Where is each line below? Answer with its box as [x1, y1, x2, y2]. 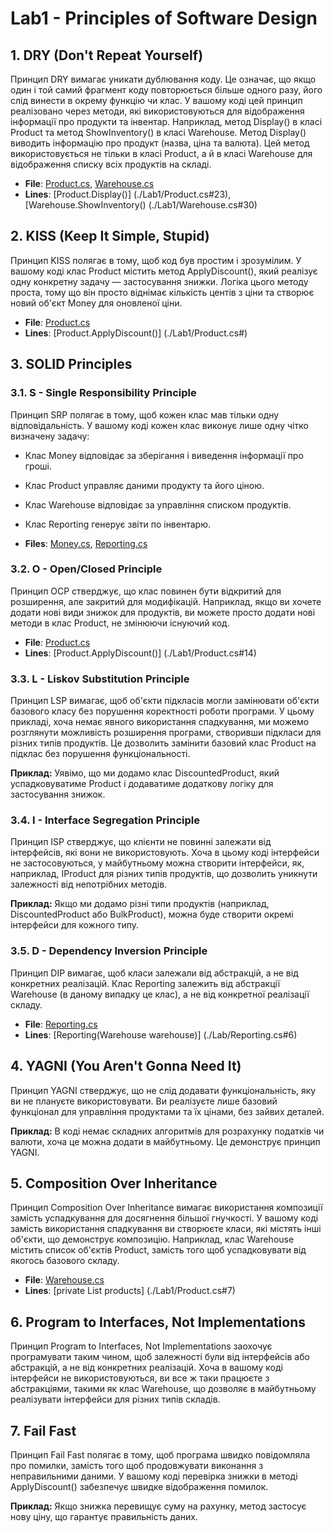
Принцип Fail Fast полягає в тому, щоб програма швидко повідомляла [10, 1448, 311, 1461]
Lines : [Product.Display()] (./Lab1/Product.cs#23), [24, 188, 232, 200]
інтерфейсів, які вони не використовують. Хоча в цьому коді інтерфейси [10, 847, 320, 859]
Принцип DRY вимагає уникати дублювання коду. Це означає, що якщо [10, 73, 317, 85]
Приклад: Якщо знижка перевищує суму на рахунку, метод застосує [10, 1500, 307, 1512]
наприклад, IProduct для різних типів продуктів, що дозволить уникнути [10, 868, 318, 880]
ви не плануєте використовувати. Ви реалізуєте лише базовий [10, 1095, 278, 1107]
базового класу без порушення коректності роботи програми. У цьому [10, 705, 315, 717]
